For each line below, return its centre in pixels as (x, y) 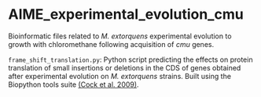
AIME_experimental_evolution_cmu (126, 14)
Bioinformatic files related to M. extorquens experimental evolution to (120, 36)
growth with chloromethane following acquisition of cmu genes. (111, 44)
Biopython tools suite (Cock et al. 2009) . (74, 84)
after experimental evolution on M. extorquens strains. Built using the (120, 76)
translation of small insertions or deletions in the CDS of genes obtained (125, 67)
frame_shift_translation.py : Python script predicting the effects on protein (130, 59)
